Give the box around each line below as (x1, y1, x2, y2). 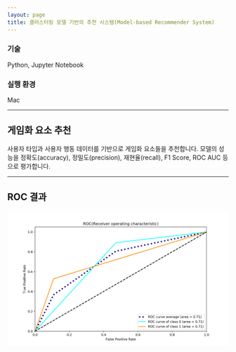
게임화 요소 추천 (7, 124, 72, 136)
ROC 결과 (7, 191, 47, 203)
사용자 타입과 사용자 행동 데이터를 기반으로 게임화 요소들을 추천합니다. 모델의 (7, 144, 218, 152)
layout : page (7, 11, 46, 18)
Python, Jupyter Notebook (7, 60, 84, 69)
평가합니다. (20, 162, 51, 170)
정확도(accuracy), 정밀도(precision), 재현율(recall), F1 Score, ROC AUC (20, 153, 221, 162)
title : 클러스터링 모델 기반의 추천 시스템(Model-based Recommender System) (7, 18, 215, 26)
